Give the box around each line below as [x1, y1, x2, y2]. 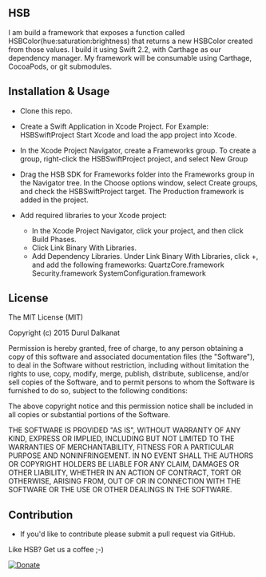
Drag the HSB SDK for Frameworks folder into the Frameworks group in [19, 169, 255, 179]
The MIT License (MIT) [8, 312, 84, 322]
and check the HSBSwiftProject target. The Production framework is [19, 186, 244, 196]
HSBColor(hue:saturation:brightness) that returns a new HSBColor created [8, 36, 253, 46]
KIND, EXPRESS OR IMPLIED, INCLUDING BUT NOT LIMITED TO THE [8, 434, 235, 444]
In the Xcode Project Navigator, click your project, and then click [31, 225, 244, 235]
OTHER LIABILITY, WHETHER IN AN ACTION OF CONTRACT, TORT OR [8, 468, 241, 478]
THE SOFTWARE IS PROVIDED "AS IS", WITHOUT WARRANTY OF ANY [8, 425, 241, 435]
